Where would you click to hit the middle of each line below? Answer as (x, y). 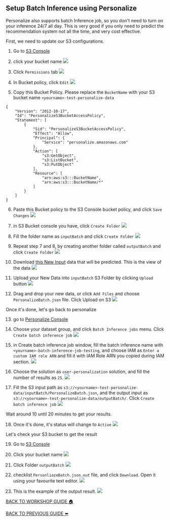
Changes (21, 216)
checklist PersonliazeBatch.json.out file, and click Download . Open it (84, 475)
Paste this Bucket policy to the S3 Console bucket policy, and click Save (88, 209)
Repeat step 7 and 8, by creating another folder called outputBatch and (87, 246)
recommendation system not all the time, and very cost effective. (73, 31)
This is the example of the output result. (55, 491)
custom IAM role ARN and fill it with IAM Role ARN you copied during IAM (89, 356)
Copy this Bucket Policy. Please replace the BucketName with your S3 (84, 92)
